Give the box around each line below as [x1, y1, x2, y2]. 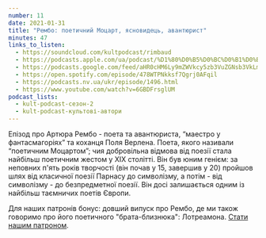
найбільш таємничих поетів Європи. [8, 188, 131, 198]
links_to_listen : [8, 41, 66, 49]
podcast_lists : [8, 93, 59, 101]
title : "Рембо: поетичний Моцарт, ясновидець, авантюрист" [8, 26, 207, 34]
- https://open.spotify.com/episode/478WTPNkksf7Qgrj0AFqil [15, 71, 218, 79]
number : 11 [8, 11, 44, 20]
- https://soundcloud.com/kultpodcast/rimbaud [15, 48, 172, 56]
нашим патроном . [8, 221, 69, 230]
